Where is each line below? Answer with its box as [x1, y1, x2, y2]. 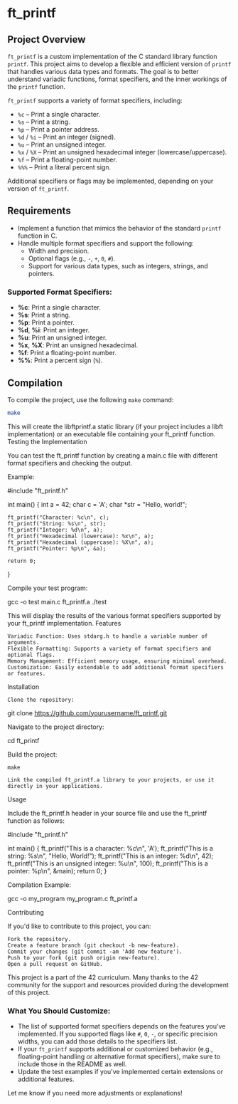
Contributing [7, 908, 44, 916]
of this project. [7, 988, 50, 997]
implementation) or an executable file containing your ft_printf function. [7, 429, 216, 438]
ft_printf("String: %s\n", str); [7, 520, 107, 527]
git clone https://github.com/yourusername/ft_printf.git [7, 708, 168, 717]
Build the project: [7, 750, 58, 759]
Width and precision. [28, 246, 90, 255]
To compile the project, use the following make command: [7, 395, 174, 404]
